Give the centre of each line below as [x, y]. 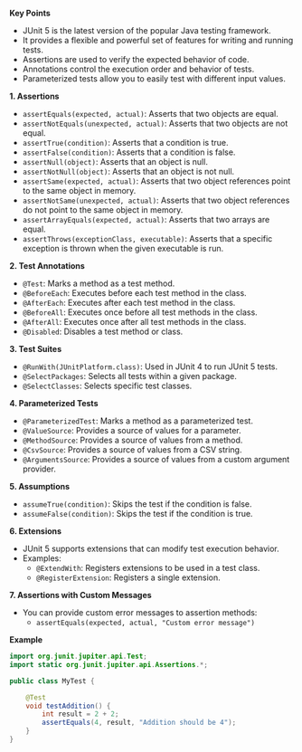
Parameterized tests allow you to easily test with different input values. [154, 79]
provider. [39, 469]
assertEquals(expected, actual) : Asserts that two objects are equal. [150, 114]
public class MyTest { [52, 681]
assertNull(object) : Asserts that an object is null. [115, 162]
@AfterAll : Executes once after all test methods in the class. [134, 322]
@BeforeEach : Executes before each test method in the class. [134, 293]
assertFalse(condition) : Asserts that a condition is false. [129, 152]
